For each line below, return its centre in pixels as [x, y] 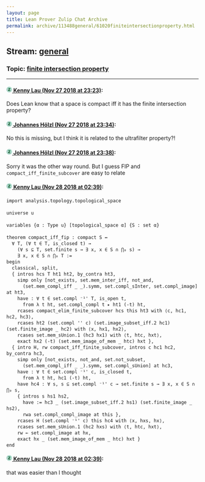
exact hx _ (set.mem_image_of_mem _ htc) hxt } [79, 439]
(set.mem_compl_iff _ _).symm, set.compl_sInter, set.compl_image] [110, 286]
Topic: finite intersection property [58, 68]
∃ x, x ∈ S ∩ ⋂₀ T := [45, 256]
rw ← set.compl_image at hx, [54, 433]
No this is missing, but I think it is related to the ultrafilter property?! [91, 138]
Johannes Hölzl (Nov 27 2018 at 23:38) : [65, 153]
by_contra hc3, [26, 353]
